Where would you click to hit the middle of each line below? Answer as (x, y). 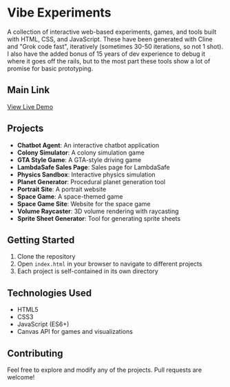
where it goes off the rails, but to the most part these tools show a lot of (109, 61)
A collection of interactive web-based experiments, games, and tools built (112, 32)
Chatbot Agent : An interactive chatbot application (88, 145)
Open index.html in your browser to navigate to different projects (109, 264)
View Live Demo (30, 107)
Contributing (35, 353)
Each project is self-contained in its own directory (87, 271)
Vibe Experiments (59, 13)
